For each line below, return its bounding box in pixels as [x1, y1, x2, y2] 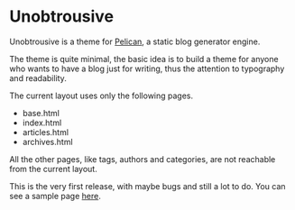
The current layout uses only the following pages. [9, 90, 194, 101]
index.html [22, 117, 62, 128]
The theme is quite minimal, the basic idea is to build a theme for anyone [9, 53, 279, 64]
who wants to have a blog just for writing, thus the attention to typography [9, 63, 285, 74]
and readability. [9, 72, 68, 83]
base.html [22, 107, 60, 118]
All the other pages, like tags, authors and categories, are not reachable [9, 153, 276, 164]
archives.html [22, 136, 74, 147]
